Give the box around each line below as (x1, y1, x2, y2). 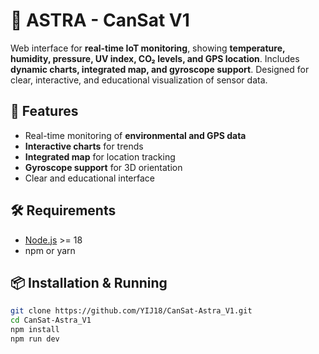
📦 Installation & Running (10, 274, 168, 291)
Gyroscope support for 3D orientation (24, 161, 183, 173)
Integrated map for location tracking (24, 150, 176, 163)
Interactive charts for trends (24, 140, 144, 152)
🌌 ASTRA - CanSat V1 (10, 9, 190, 32)
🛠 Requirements (10, 202, 117, 219)
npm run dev (10, 334, 60, 344)
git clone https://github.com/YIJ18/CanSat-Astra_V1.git (10, 306, 253, 316)
